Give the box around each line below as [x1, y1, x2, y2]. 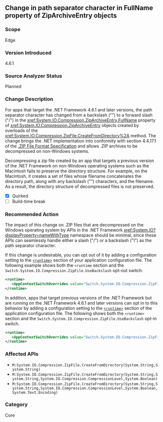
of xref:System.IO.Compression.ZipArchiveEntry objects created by [5, 122, 139, 128]
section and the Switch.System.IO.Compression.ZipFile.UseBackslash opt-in [5, 315, 157, 321]
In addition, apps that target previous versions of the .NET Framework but [5, 294, 152, 301]
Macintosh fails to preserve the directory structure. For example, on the [5, 168, 148, 174]
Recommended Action [5, 211, 59, 218]
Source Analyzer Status [5, 73, 62, 79]
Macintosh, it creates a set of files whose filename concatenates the [5, 173, 142, 179]
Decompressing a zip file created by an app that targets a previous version [5, 158, 154, 164]
